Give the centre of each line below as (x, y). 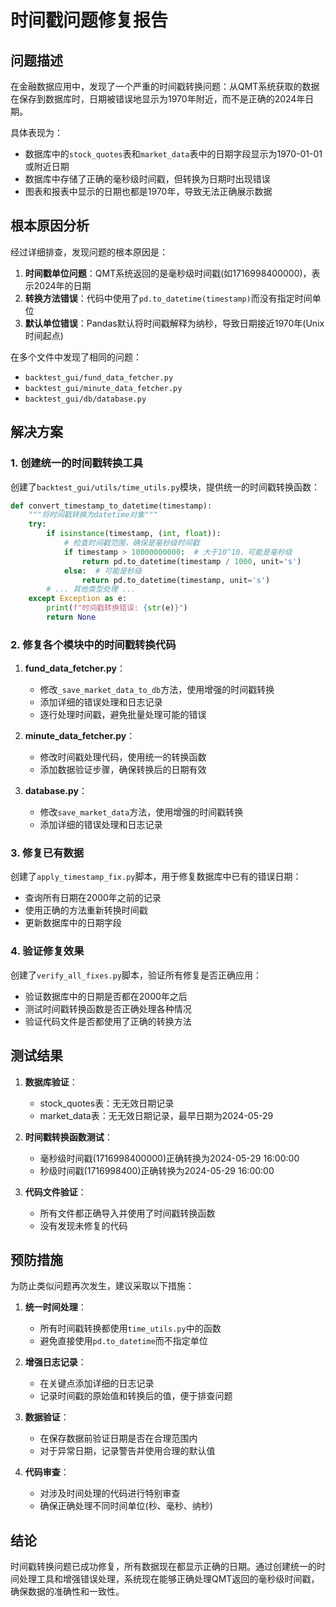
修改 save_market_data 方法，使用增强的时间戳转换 (141, 812)
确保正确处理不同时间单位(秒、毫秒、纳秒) (126, 1506)
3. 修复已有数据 (47, 853)
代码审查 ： (47, 1472)
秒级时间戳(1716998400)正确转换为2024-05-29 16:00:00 (157, 1170)
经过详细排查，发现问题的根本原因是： (89, 252)
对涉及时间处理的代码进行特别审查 (110, 1493)
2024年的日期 (62, 285)
